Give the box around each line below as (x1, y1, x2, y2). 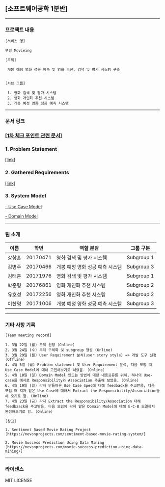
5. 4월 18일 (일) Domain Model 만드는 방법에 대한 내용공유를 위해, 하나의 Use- (5, 373, 153, 378)
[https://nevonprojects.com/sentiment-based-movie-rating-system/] (5, 432, 146, 437)
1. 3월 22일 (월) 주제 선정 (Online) (5, 343, 75, 348)
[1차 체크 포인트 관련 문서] (5, 132, 62, 139)
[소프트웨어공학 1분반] (5, 4, 68, 13)
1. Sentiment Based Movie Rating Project (5, 428, 91, 433)
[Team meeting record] (5, 333, 52, 338)
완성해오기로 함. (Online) (5, 409, 53, 414)
